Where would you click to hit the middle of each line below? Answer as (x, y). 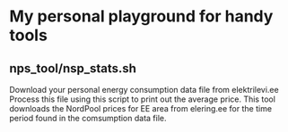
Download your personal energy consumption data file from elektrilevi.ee (144, 90)
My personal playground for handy (141, 16)
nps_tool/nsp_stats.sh (73, 68)
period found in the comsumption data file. (88, 118)
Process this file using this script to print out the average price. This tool (143, 99)
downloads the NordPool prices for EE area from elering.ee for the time (140, 108)
